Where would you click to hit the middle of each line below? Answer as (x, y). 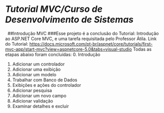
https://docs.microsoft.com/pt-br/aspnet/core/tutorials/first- (91, 44)
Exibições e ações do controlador (47, 85)
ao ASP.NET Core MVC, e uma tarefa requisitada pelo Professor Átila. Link (81, 39)
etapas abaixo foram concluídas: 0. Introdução (53, 54)
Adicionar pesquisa (32, 90)
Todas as (142, 49)
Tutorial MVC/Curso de (54, 9)
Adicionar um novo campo (39, 96)
